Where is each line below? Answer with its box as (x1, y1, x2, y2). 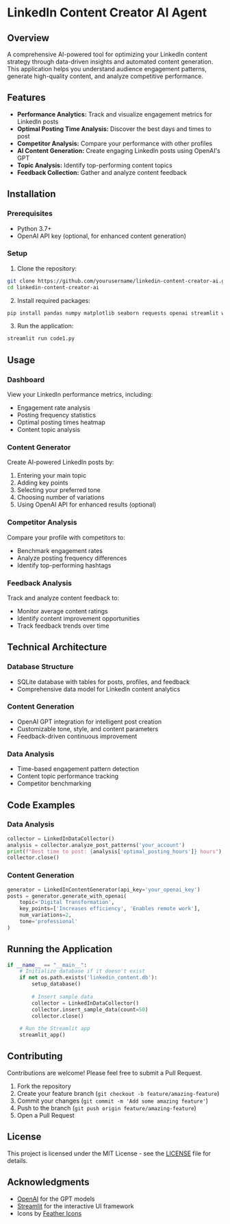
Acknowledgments (7, 1177, 90, 1188)
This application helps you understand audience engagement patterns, (7, 65, 207, 73)
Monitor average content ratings (16, 607, 108, 615)
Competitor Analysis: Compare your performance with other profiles (16, 139, 213, 147)
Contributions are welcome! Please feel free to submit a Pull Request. (7, 1068, 203, 1077)
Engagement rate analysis (16, 403, 91, 412)
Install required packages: (16, 296, 90, 304)
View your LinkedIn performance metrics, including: (7, 390, 153, 398)
